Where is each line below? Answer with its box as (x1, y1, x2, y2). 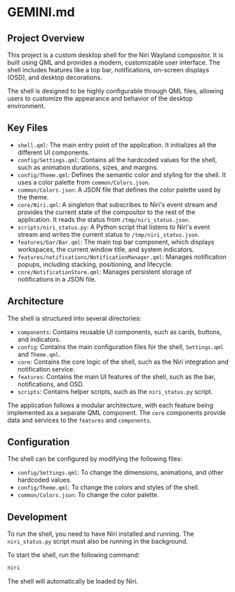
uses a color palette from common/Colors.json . (17, 178, 151, 186)
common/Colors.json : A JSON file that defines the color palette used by (17, 185, 221, 194)
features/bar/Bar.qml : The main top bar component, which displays (17, 237, 215, 246)
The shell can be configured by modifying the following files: (7, 454, 182, 463)
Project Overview (7, 32, 85, 44)
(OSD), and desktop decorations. (7, 73, 103, 81)
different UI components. (17, 148, 90, 157)
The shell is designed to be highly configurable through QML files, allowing (7, 87, 224, 95)
